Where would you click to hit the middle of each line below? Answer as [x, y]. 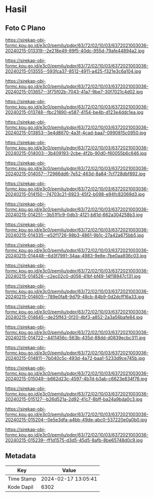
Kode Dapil [21, 487]
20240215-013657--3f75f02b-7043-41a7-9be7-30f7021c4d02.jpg [74, 92]
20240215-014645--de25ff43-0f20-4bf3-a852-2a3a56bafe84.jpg [74, 317]
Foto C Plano [25, 28]
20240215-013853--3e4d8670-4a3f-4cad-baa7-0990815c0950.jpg [76, 133]
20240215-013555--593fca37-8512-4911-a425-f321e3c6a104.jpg [73, 71]
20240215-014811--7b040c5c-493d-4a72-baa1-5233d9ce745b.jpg [75, 358]
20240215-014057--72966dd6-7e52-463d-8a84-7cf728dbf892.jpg [75, 174]
